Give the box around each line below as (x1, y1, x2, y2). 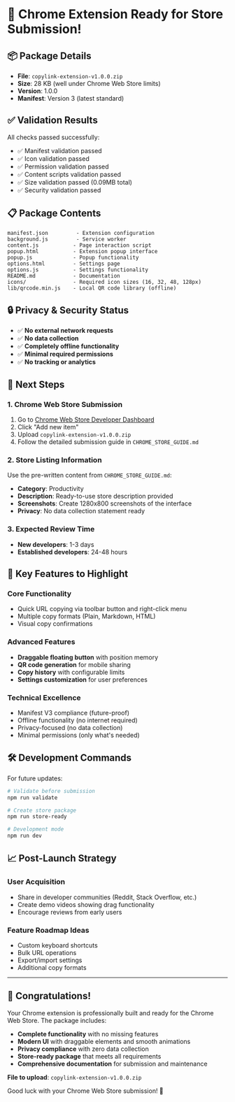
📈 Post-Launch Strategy (7, 852, 117, 864)
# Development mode (7, 826, 64, 833)
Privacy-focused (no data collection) (17, 724, 123, 731)
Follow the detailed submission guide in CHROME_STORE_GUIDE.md (17, 438, 199, 446)
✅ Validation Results (7, 115, 98, 127)
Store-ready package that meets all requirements (17, 1052, 162, 1060)
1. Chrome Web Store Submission (7, 399, 123, 409)
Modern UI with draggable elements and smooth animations (17, 1037, 191, 1045)
